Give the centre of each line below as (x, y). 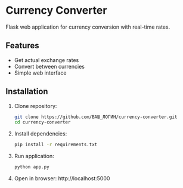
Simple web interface (40, 73)
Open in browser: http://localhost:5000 (62, 178)
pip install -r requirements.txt (56, 145)
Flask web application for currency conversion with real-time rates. (88, 27)
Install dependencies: (41, 134)
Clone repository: (35, 106)
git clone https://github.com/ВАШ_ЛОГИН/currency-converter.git (96, 117)
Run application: (34, 156)
